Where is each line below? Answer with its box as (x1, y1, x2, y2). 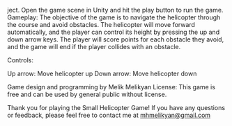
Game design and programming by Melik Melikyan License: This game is (7, 83, 216, 91)
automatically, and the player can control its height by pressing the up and (7, 28, 220, 36)
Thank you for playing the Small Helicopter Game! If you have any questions (7, 104, 225, 111)
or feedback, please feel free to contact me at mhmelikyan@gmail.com (7, 111, 211, 119)
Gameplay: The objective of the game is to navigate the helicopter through (7, 13, 221, 21)
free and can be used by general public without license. (7, 90, 167, 98)
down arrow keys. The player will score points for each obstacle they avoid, (7, 35, 224, 44)
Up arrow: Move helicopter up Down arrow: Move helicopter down (7, 69, 197, 78)
